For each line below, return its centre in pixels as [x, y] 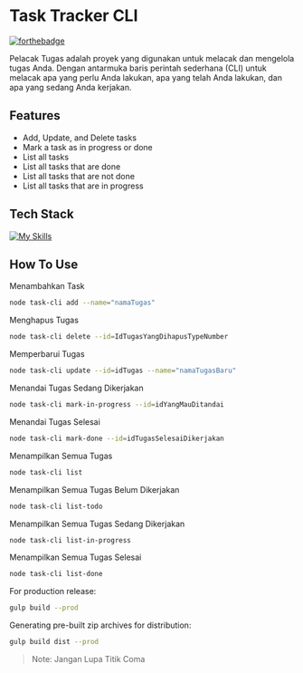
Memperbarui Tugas [47, 354]
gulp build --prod [44, 608]
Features [35, 115]
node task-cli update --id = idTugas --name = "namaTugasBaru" [123, 371]
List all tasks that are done [71, 166]
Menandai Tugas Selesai [55, 421]
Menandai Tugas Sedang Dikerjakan [76, 388]
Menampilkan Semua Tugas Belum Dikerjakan [95, 489]
